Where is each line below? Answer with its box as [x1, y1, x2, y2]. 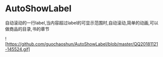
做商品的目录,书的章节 [5, 26, 50, 32]
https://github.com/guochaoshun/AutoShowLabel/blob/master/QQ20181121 [6, 41, 159, 47]
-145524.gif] [5, 46, 30, 52]
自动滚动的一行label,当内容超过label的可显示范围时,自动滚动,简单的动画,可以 [5, 20, 159, 26]
